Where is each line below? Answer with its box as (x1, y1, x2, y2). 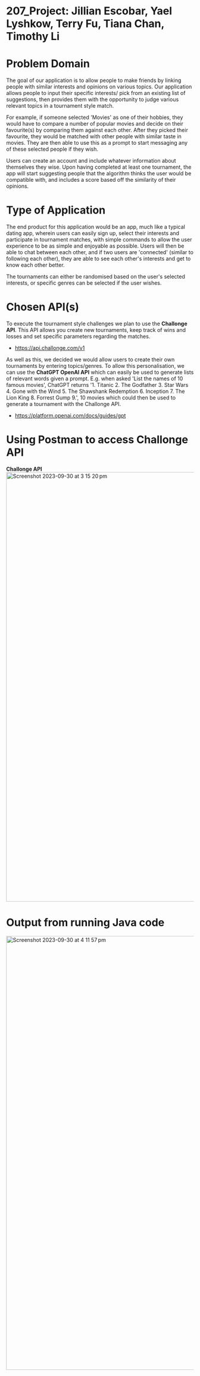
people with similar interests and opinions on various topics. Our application (6, 83, 192, 90)
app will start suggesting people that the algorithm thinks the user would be (6, 170, 192, 177)
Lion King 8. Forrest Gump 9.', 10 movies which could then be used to (6, 394, 176, 401)
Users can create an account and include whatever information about (6, 157, 177, 164)
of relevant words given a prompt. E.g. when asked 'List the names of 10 (6, 375, 183, 382)
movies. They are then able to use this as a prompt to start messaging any (6, 139, 188, 147)
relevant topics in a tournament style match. (6, 102, 114, 109)
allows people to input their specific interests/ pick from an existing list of (6, 90, 186, 97)
